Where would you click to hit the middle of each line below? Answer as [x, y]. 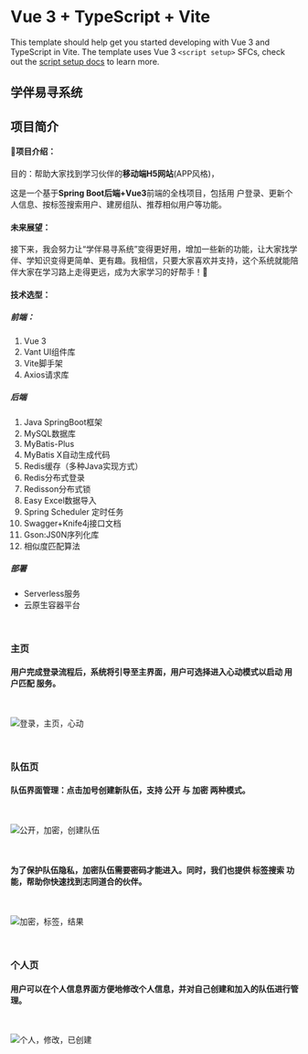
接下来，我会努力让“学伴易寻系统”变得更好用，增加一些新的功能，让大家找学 [154, 250]
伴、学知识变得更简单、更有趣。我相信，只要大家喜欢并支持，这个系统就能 [150, 261]
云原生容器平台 [52, 604]
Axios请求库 [46, 374]
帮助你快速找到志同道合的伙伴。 [86, 882]
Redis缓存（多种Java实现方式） [83, 466]
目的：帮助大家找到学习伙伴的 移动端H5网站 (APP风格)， [115, 173]
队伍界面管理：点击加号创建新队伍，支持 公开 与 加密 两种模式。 [130, 790]
